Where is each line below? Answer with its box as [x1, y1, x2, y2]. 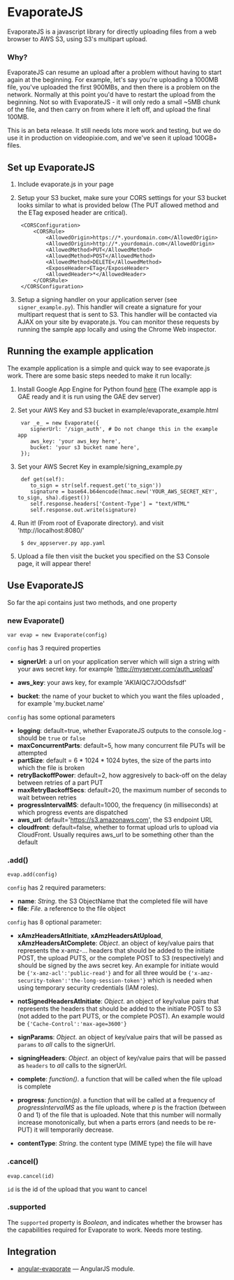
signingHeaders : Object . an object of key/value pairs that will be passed [17, 1054, 226, 1062]
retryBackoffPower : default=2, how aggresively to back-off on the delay [17, 771, 227, 779]
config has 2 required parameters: [7, 883, 106, 892]
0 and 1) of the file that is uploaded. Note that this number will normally [17, 1111, 221, 1119]
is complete [17, 1082, 51, 1091]
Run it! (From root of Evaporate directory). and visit [17, 518, 164, 527]
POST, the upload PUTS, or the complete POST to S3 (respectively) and [17, 954, 224, 962]
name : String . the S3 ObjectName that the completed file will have [17, 897, 208, 906]
